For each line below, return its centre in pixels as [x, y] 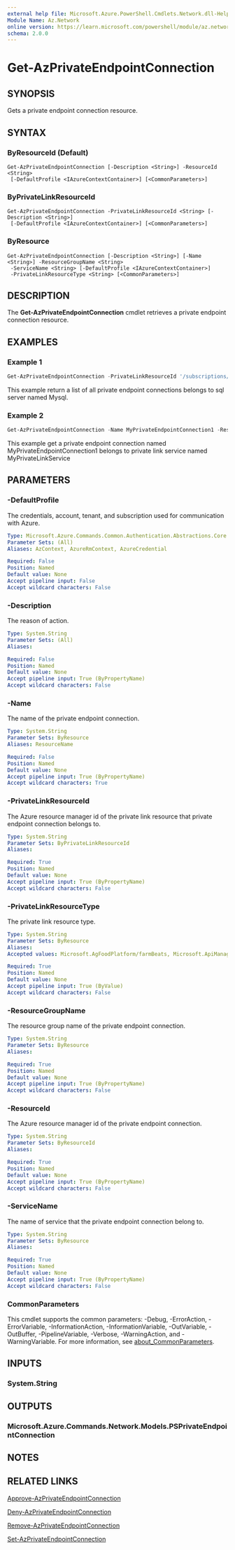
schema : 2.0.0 [28, 33]
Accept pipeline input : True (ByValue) [65, 986]
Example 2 [26, 416]
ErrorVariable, [27, 1327]
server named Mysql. [38, 397]
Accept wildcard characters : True [58, 783]
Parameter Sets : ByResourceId [51, 1143]
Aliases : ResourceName [40, 745]
